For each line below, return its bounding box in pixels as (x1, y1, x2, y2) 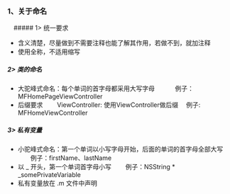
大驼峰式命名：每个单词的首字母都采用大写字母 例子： (17, 84, 194, 93)
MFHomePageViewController (17, 92, 103, 101)
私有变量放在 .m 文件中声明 (17, 179, 97, 188)
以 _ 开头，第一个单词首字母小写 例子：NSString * (17, 163, 175, 171)
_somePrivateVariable (17, 171, 82, 179)
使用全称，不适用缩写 (17, 47, 80, 56)
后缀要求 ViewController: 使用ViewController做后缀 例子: (17, 101, 201, 109)
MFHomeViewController (17, 108, 88, 118)
